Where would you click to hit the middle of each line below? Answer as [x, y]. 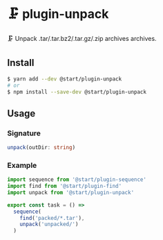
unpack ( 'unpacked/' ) [49, 224]
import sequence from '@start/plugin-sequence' [77, 180]
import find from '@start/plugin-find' [65, 186]
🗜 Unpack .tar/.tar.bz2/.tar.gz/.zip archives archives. [82, 38]
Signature [24, 133]
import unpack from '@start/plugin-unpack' [71, 192]
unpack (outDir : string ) [41, 148]
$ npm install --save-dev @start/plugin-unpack [77, 92]
